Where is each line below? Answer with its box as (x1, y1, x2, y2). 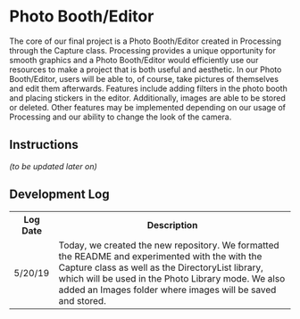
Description (146, 218, 198, 231)
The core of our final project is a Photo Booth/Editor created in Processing (9, 36, 282, 46)
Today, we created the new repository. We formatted (58, 239, 279, 251)
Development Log (9, 187, 110, 202)
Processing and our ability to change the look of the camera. (9, 111, 232, 122)
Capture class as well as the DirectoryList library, (58, 261, 263, 274)
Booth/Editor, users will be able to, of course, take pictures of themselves (9, 73, 279, 84)
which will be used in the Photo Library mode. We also (58, 272, 286, 284)
